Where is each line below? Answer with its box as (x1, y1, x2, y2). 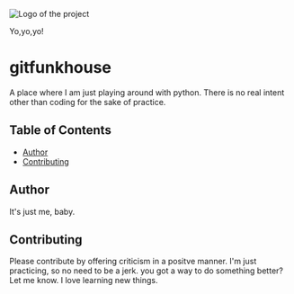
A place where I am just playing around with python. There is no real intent (9, 86, 285, 98)
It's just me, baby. (9, 206, 76, 217)
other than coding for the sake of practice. (9, 96, 166, 107)
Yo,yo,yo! (9, 26, 44, 36)
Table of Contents (9, 122, 112, 138)
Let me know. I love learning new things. (9, 275, 158, 286)
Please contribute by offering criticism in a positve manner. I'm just (9, 256, 257, 267)
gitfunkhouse (9, 58, 112, 78)
